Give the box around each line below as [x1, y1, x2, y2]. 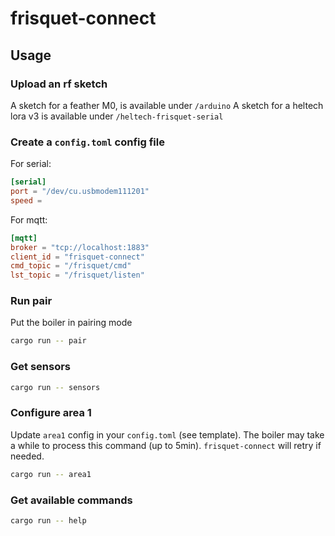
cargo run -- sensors [10, 382, 101, 392]
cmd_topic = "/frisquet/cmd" [10, 261, 132, 271]
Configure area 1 [10, 406, 92, 420]
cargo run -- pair [10, 336, 87, 346]
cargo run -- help [10, 515, 87, 526]
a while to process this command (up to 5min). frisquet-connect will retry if [10, 439, 322, 451]
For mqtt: [10, 213, 48, 226]
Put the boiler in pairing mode [10, 317, 133, 329]
